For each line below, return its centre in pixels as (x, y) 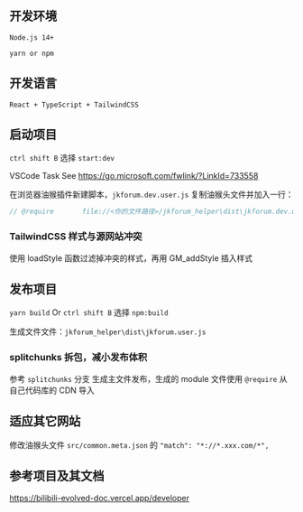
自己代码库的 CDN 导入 (52, 390)
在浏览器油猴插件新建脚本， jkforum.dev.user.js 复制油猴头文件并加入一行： (151, 195)
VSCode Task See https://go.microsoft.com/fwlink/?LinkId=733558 (134, 176)
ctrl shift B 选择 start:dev (62, 158)
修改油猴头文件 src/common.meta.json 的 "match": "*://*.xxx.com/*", (139, 444)
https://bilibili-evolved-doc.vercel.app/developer (99, 498)
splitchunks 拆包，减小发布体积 (78, 358)
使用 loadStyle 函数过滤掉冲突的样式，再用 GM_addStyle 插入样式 (131, 258)
